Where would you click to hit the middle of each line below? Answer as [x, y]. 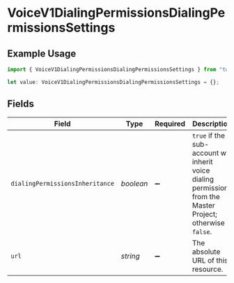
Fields [21, 104]
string [131, 256]
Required [170, 124]
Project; [205, 214]
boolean [134, 183]
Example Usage [42, 53]
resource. [208, 269]
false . [202, 231]
